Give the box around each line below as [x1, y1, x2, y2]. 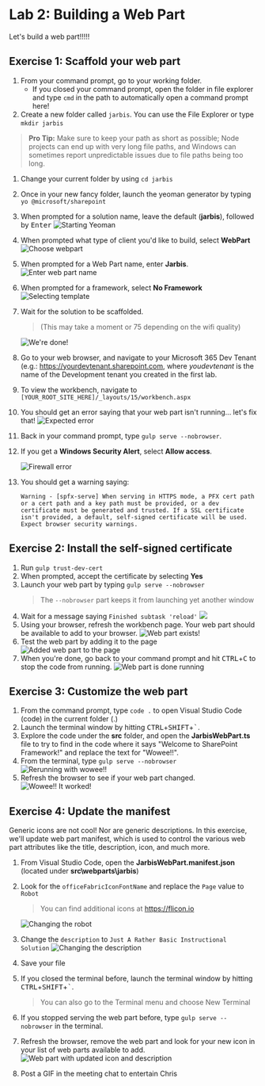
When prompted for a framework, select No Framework [20, 283, 203, 293]
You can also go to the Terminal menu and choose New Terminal [40, 997, 251, 1008]
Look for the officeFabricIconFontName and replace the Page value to [20, 881, 244, 891]
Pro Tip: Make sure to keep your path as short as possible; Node [28, 133, 240, 143]
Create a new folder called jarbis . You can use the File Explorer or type [20, 109, 255, 119]
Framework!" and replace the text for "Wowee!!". [20, 748, 179, 758]
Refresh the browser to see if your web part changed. [20, 773, 196, 782]
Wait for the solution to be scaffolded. [20, 307, 144, 316]
